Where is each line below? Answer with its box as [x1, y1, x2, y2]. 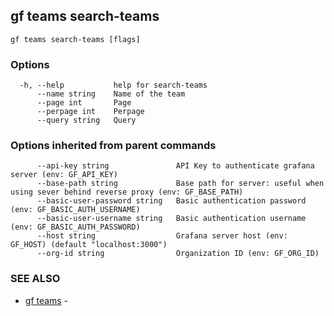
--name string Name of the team [36, 89, 186, 99]
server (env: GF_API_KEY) [10, 170, 118, 180]
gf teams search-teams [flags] [10, 34, 141, 44]
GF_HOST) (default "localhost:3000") [10, 240, 168, 250]
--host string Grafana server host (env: [36, 231, 288, 241]
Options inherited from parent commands [10, 139, 217, 153]
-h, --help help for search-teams [19, 80, 208, 91]
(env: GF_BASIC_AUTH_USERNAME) [10, 205, 141, 215]
